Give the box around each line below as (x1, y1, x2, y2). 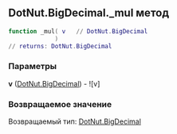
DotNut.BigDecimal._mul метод (8, 6, 170, 20)
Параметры (8, 61, 57, 72)
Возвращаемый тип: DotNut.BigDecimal (8, 117, 142, 126)
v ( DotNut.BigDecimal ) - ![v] (8, 78, 100, 88)
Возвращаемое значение (8, 98, 112, 109)
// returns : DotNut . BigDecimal (8, 42, 112, 50)
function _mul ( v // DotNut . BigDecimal (8, 27, 148, 35)
